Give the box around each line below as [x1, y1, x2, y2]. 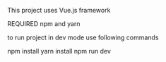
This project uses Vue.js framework [7, 6, 111, 14]
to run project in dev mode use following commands [7, 33, 159, 42]
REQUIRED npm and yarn [7, 20, 81, 27]
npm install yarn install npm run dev [7, 47, 112, 55]
